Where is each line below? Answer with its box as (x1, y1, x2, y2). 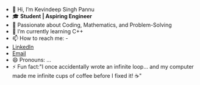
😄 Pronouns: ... (12, 56, 52, 63)
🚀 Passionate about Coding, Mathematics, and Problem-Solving (12, 21, 172, 29)
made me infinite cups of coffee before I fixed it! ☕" (12, 72, 142, 79)
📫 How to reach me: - (12, 35, 68, 42)
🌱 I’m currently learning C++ (12, 28, 84, 35)
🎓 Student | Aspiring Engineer (12, 13, 93, 19)
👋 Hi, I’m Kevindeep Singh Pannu (12, 6, 95, 13)
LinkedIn (12, 43, 34, 50)
